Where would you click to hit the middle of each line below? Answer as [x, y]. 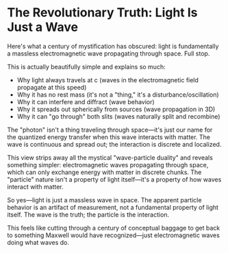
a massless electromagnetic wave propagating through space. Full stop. [109, 53]
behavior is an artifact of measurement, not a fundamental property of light [113, 207]
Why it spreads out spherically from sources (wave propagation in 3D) [116, 109]
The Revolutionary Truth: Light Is [102, 13]
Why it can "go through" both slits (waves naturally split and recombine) [118, 116]
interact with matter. [35, 186]
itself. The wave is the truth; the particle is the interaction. [88, 215]
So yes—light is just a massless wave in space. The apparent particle [104, 200]
